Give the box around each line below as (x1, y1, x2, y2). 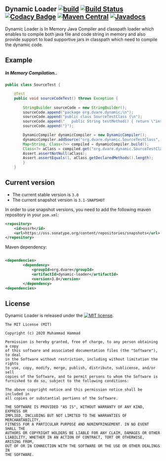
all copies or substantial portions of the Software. (5, 396, 119, 401)
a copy (5, 344, 19, 349)
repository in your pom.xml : (5, 212, 59, 218)
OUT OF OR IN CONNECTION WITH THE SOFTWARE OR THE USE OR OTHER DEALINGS (5, 444, 161, 449)
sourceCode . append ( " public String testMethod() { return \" (23, 119, 156, 124)
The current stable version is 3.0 (12, 191, 79, 197)
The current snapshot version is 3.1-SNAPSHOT (12, 197, 105, 203)
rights (5, 361, 19, 366)
